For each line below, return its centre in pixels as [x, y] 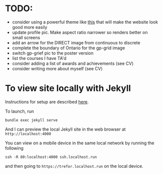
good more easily [30, 27]
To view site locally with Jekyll [68, 88]
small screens [26, 38]
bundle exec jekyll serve [31, 120]
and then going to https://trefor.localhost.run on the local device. [74, 166]
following [14, 148]
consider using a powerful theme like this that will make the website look [85, 22]
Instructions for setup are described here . [47, 102]
